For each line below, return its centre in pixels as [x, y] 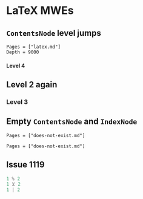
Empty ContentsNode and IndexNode [72, 122]
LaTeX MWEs [40, 11]
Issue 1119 [25, 165]
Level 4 [16, 66]
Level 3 [17, 102]
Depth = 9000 [23, 52]
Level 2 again [32, 85]
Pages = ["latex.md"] [34, 47]
